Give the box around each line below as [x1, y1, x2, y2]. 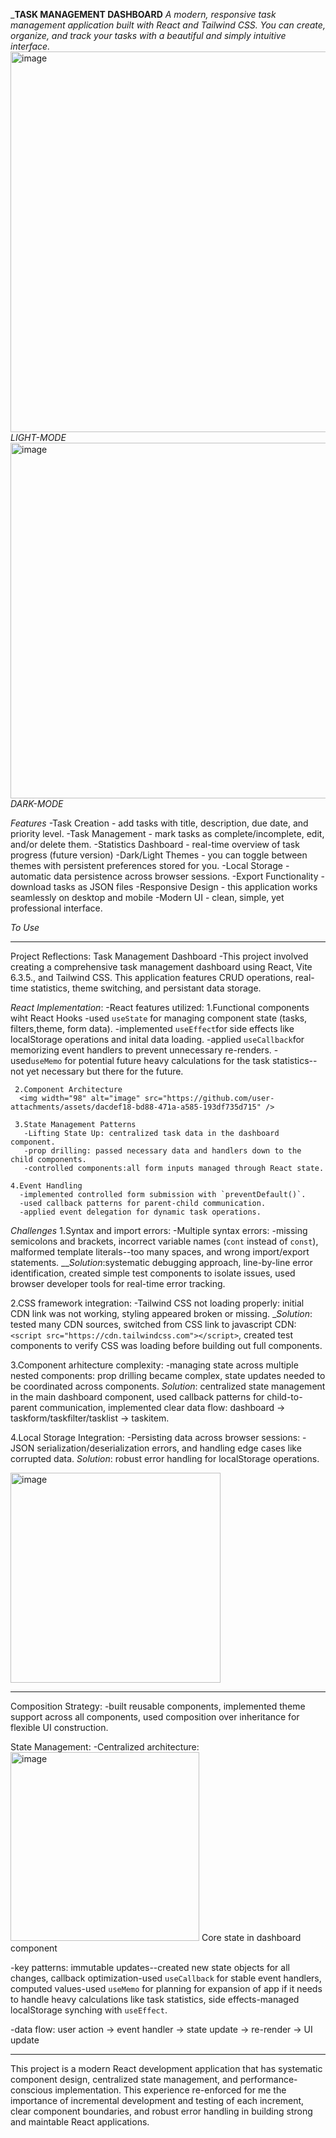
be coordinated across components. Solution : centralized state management [10, 1380, 326, 1392]
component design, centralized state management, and [10, 2074, 238, 2085]
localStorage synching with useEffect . [10, 2004, 168, 2016]
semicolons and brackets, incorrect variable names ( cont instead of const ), [10, 1235, 319, 1247]
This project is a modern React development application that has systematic [10, 2063, 323, 2074]
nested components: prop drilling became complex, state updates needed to [10, 1370, 326, 1381]
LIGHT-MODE [10, 432, 67, 443]
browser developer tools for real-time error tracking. [10, 1278, 226, 1289]
